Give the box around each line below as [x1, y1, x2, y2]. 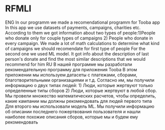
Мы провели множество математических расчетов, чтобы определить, [5, 92, 156, 99]
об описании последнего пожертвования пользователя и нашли [5, 108, 141, 114]
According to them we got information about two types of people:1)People [5, 30, 156, 36]
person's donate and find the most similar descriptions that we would [5, 56, 146, 62]
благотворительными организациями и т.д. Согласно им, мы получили [5, 77, 155, 83]
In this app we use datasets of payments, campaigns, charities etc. [5, 24, 141, 30]
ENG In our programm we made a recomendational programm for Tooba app [5, 19, 160, 25]
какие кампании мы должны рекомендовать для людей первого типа [5, 98, 152, 104]
